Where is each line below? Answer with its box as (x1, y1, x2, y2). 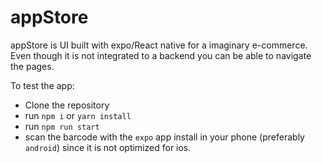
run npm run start (24, 120, 100, 132)
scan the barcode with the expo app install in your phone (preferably (24, 131, 305, 143)
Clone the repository (24, 99, 110, 111)
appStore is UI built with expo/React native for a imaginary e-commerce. (10, 39, 308, 51)
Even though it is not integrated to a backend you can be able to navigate (10, 49, 312, 61)
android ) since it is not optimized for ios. (24, 141, 192, 153)
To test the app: (10, 79, 75, 91)
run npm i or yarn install (24, 109, 132, 121)
